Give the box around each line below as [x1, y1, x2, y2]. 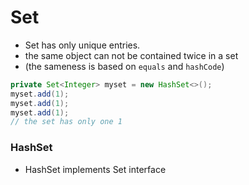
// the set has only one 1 [10, 117, 123, 127]
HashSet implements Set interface [24, 163, 167, 175]
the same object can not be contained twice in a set [24, 49, 239, 61]
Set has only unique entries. [24, 39, 141, 51]
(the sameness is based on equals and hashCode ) [24, 60, 225, 72]
